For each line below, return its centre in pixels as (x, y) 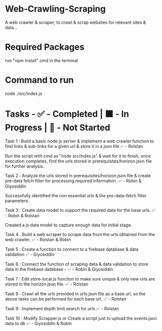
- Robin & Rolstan (22, 215)
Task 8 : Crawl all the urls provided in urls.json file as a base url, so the (75, 294)
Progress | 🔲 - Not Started (58, 127)
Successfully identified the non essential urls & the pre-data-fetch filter (76, 195)
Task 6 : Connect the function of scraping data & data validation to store (77, 264)
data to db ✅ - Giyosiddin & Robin (38, 323)
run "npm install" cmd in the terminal (42, 60)
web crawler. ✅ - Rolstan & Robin (38, 239)
